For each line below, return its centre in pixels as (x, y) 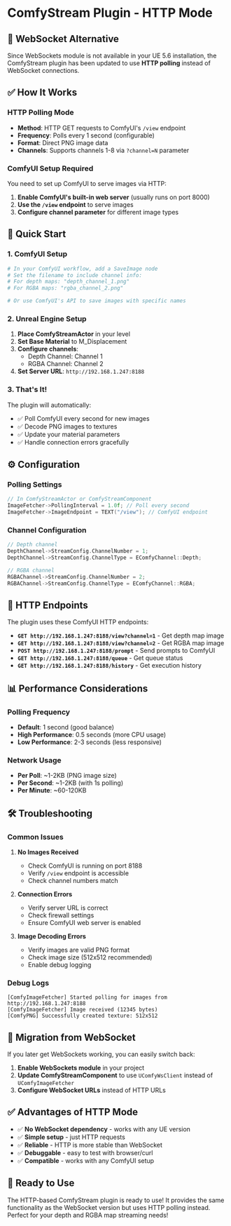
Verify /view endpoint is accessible (78, 873)
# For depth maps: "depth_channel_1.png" (69, 282)
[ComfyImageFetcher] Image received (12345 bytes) (83, 1010)
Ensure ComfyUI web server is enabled (84, 922)
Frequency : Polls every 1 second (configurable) (86, 135)
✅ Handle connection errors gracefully (73, 442)
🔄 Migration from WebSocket (71, 1037)
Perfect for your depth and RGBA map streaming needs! (88, 1215)
